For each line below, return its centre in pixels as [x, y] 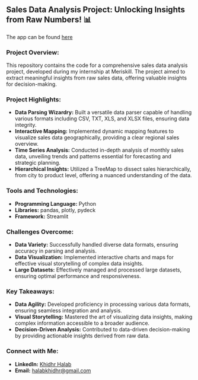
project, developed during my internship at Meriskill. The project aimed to [96, 72]
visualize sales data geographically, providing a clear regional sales [97, 138]
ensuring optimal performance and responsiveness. [78, 276]
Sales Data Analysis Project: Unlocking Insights [96, 10]
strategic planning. [38, 163]
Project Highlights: [33, 100]
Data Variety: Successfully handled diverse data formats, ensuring [96, 245]
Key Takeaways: [30, 291]
